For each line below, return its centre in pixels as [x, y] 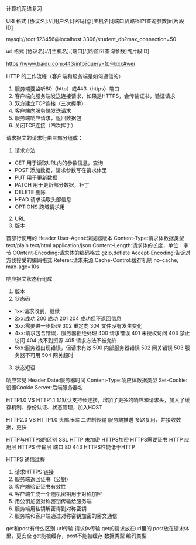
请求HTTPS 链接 [34, 472]
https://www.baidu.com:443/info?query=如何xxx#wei [71, 64]
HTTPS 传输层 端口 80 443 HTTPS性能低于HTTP [76, 447]
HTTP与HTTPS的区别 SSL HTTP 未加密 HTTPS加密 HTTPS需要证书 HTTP [94, 440]
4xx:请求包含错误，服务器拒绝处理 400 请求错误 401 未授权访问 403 [96, 333]
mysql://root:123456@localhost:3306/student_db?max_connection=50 [91, 39]
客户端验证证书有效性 [40, 487]
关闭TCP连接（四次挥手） [45, 125]
